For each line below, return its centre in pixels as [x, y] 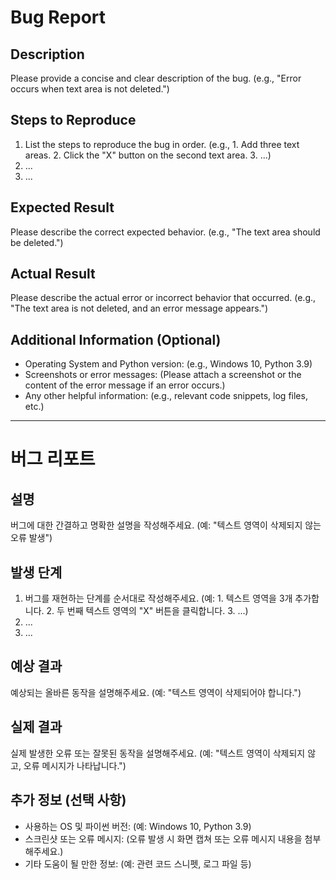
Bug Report [58, 17]
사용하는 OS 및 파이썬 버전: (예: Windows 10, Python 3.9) [138, 826]
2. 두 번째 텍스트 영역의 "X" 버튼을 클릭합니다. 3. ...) [147, 611]
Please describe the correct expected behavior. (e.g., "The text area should [165, 232]
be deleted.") [37, 242]
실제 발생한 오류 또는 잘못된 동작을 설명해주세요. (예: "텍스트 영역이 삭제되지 [158, 753]
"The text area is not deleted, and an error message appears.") [139, 308]
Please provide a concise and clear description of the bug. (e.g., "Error [156, 78]
